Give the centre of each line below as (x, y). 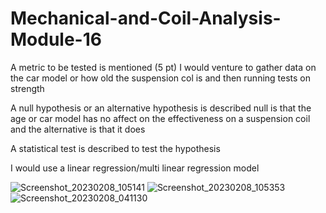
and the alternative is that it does (78, 129)
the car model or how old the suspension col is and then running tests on (161, 78)
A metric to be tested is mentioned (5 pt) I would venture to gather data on (163, 67)
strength (27, 88)
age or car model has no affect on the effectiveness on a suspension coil (160, 118)
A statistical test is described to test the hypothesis (115, 148)
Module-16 (56, 39)
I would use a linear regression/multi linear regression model (135, 168)
